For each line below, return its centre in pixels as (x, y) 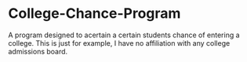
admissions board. (38, 51)
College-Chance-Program (94, 14)
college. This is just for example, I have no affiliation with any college (119, 43)
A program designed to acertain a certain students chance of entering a (124, 35)
